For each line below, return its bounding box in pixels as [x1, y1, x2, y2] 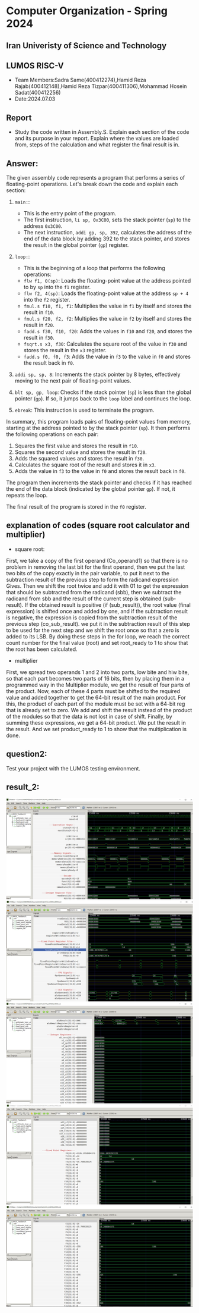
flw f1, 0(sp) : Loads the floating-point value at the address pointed [23, 277, 191, 284]
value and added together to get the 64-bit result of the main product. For [6, 694, 187, 701]
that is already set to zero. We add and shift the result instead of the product [6, 706, 192, 713]
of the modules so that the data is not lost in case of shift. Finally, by [6, 713, 173, 720]
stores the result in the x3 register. [23, 347, 107, 354]
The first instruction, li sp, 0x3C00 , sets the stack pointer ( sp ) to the [23, 216, 191, 224]
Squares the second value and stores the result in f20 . [14, 449, 147, 456]
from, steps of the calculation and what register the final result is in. [14, 141, 180, 148]
